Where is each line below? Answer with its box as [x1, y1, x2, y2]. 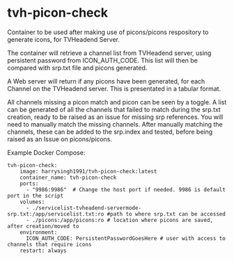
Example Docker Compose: [7, 148, 86, 157]
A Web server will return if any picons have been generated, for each [7, 77, 205, 85]
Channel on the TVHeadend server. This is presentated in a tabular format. [7, 84, 221, 93]
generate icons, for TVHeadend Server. [7, 35, 120, 43]
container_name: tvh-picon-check [19, 174, 117, 181]
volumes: [19, 198, 45, 205]
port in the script [7, 192, 64, 199]
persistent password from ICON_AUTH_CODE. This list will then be [7, 56, 198, 64]
